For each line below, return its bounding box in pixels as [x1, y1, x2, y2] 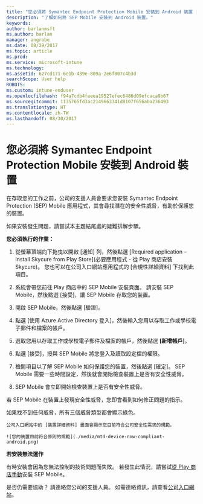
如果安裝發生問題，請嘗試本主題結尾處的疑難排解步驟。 [6, 223, 144, 230]
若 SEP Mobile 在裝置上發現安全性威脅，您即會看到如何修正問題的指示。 [6, 396, 186, 403]
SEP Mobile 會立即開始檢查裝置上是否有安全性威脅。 [14, 383, 146, 391]
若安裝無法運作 [6, 450, 43, 458]
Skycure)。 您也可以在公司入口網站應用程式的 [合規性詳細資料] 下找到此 [14, 263, 195, 270]
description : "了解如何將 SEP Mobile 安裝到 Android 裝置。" [6, 14, 153, 21]
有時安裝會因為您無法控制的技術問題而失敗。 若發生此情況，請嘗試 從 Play [6, 463, 189, 471]
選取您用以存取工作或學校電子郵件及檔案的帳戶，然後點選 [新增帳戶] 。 [14, 337, 190, 345]
